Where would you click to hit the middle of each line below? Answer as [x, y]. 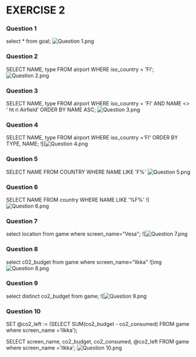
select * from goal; [28, 41]
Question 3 [22, 90]
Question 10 [23, 311]
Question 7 [22, 221]
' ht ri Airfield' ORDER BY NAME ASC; [51, 110]
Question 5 [22, 159]
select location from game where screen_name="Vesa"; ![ [76, 234]
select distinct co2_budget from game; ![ [55, 296]
